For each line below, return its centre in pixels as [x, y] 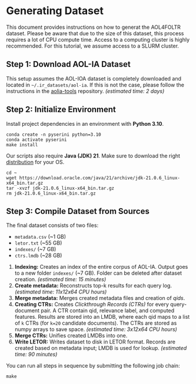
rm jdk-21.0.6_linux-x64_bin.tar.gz [51, 193]
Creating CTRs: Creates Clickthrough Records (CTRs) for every [92, 305]
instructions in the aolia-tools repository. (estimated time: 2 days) [85, 91]
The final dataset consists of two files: [52, 225]
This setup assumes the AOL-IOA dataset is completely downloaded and [94, 78]
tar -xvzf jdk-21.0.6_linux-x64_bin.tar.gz [60, 188]
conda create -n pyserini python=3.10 [54, 134]
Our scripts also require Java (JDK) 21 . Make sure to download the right [93, 156]
